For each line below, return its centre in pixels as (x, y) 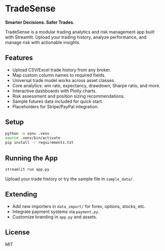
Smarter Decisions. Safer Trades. (40, 22)
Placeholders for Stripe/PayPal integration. (55, 106)
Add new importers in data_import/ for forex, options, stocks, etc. (79, 206)
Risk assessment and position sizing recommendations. (68, 96)
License (17, 232)
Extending (21, 194)
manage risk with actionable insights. (43, 42)
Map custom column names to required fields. (59, 75)
